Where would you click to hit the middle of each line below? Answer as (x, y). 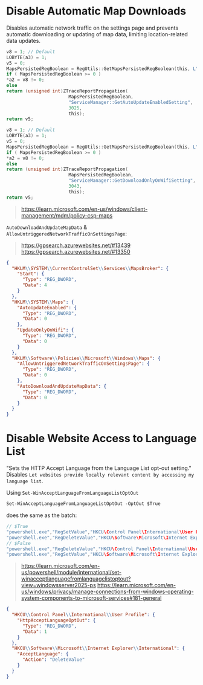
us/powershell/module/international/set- (71, 573)
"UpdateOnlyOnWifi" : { (46, 330)
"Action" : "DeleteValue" (53, 660)
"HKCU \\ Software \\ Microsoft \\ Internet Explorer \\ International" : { (98, 648)
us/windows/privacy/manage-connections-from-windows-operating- (108, 592)
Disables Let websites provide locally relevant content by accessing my (100, 475)
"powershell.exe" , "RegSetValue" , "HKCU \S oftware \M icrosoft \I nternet (93, 555)
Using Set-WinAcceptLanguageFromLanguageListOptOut (72, 493)
